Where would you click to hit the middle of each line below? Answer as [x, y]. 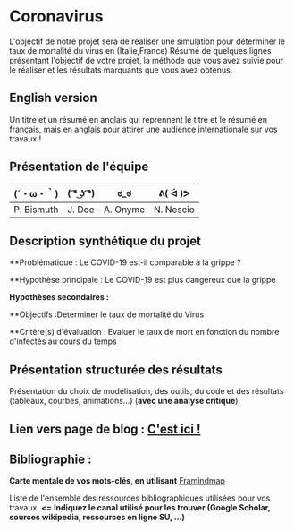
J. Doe [80, 210]
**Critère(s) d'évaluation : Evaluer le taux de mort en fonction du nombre [144, 332]
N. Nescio [174, 210]
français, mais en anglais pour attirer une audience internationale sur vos [143, 129]
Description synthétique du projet [105, 240]
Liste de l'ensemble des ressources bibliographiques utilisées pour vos [140, 498]
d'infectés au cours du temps [63, 341]
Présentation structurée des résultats [116, 369]
